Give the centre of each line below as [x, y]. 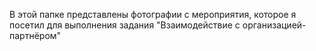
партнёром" [35, 35]
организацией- [274, 25]
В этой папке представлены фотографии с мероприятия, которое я [153, 14]
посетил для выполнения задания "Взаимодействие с [125, 25]
